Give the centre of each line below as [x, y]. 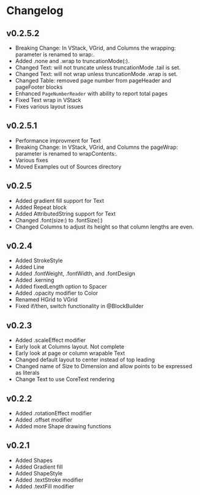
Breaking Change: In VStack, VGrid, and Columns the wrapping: [95, 48]
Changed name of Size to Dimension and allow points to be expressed [104, 366]
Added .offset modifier [43, 420]
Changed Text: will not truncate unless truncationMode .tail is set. [98, 67]
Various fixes [31, 160]
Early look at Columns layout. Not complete [69, 347]
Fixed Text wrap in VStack [48, 100]
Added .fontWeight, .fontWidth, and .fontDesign [75, 274]
